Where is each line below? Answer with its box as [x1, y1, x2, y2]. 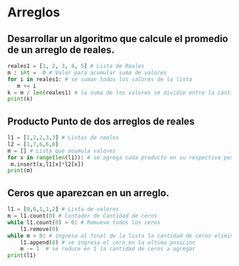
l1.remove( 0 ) [20, 225, 59, 233]
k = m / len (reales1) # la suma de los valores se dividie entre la [7, 89, 215, 96]
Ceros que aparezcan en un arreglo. [7, 186, 169, 199]
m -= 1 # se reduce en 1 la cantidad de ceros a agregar [20, 245, 196, 252]
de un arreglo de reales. [7, 43, 115, 55]
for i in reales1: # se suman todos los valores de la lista [7, 75, 193, 83]
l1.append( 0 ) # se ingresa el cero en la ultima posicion [20, 239, 196, 246]
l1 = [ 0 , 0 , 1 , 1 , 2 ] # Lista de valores [7, 206, 119, 213]
